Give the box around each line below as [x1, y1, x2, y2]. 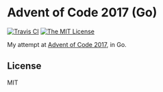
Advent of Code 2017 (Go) [7, 5, 158, 20]
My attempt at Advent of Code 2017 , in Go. [7, 40, 127, 48]
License [7, 60, 42, 72]
